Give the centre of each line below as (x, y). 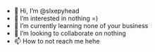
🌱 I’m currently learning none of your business (81, 26)
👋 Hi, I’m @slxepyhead (46, 11)
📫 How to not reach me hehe (57, 41)
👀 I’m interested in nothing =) (56, 18)
